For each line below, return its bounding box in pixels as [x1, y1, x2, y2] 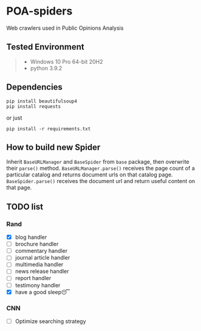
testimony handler [15, 281, 61, 289]
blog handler [15, 233, 47, 241]
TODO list [6, 201, 44, 212]
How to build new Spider [6, 142, 101, 152]
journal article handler [15, 254, 70, 261]
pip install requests [6, 103, 61, 110]
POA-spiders [6, 4, 73, 18]
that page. [6, 184, 32, 192]
